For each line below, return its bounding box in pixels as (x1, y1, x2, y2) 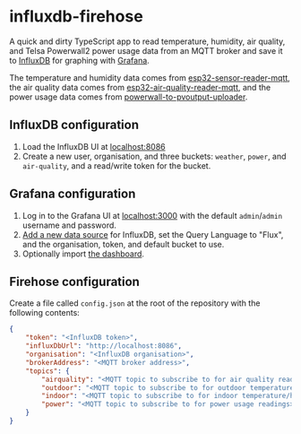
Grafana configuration (9, 187, 136, 202)
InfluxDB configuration (9, 117, 139, 133)
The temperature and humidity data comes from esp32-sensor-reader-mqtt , (9, 72, 291, 82)
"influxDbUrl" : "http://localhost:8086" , (25, 342, 182, 351)
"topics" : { (25, 366, 70, 376)
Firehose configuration (9, 273, 141, 289)
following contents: (9, 308, 81, 318)
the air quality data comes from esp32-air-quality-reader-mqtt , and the (9, 82, 271, 92)
